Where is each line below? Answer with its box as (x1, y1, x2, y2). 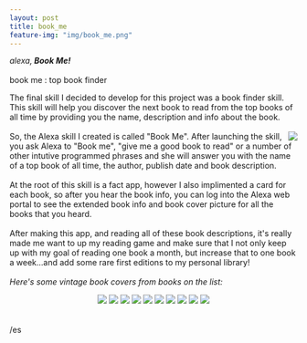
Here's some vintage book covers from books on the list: (9, 276, 224, 287)
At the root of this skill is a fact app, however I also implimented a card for (9, 180, 287, 191)
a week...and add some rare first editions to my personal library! (9, 257, 250, 268)
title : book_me (9, 22, 68, 31)
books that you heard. (9, 209, 92, 220)
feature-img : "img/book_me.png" (9, 30, 132, 39)
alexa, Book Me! (9, 56, 71, 67)
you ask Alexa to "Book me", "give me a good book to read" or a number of (9, 140, 292, 151)
